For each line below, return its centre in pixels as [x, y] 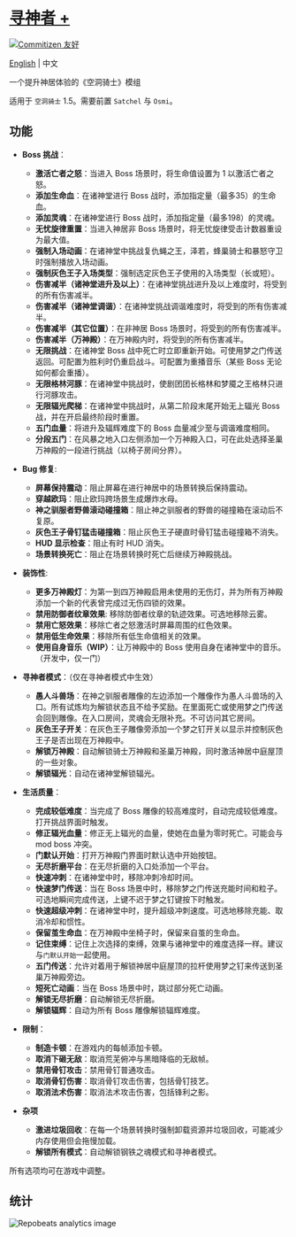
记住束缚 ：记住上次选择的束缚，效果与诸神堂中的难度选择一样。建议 [159, 943]
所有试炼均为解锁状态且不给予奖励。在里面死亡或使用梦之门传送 [167, 707]
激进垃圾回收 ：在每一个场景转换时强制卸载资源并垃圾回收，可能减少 [159, 1129]
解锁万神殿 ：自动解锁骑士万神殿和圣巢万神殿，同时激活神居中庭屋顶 [159, 751]
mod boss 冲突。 [66, 844]
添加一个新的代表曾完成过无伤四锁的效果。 [113, 602]
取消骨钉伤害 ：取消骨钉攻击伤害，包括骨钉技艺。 [124, 1080]
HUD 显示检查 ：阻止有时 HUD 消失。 [102, 543]
